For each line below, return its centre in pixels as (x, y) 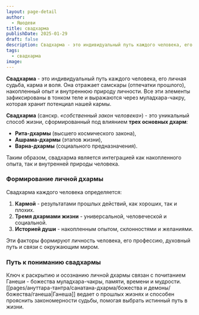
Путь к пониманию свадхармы (53, 262)
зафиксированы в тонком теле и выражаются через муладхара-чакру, (96, 97)
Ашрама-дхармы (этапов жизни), (59, 139)
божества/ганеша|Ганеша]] (41, 294)
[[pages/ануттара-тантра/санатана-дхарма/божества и (77, 288)
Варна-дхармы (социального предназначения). (76, 146)
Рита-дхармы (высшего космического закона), (75, 133)
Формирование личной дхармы (55, 179)
